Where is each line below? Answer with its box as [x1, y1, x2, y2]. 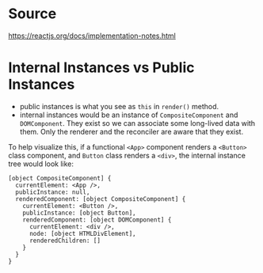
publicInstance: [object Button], [22, 209, 136, 217]
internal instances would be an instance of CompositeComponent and [19, 110, 238, 119]
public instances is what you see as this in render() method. [19, 101, 219, 111]
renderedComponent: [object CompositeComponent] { [15, 195, 186, 203]
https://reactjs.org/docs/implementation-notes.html [8, 31, 176, 40]
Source [8, 5, 57, 23]
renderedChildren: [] [29, 237, 101, 245]
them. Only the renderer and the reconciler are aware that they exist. [19, 127, 244, 136]
